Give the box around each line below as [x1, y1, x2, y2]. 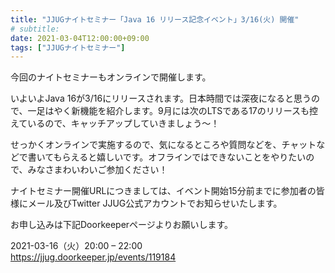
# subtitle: [10, 24, 60, 34]
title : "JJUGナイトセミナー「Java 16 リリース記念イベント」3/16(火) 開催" [10, 14, 300, 25]
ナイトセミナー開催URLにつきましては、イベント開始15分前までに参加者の [10, 185, 317, 197]
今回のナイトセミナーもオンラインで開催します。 [10, 71, 212, 83]
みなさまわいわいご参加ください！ [27, 164, 168, 176]
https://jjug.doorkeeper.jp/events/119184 [10, 251, 177, 263]
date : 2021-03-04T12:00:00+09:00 [10, 33, 150, 43]
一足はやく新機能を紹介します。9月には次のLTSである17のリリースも [27, 105, 310, 117]
